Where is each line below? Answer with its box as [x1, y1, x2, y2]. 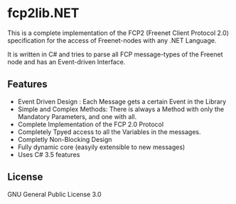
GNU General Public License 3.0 [7, 190, 102, 198]
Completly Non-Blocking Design [17, 135, 112, 143]
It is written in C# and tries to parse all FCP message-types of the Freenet [7, 50, 223, 58]
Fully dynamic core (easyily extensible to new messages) [17, 143, 186, 151]
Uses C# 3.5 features [17, 150, 80, 158]
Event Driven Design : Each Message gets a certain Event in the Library [17, 97, 227, 106]
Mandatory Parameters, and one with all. [17, 112, 137, 121]
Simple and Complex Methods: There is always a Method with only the [17, 105, 225, 113]
